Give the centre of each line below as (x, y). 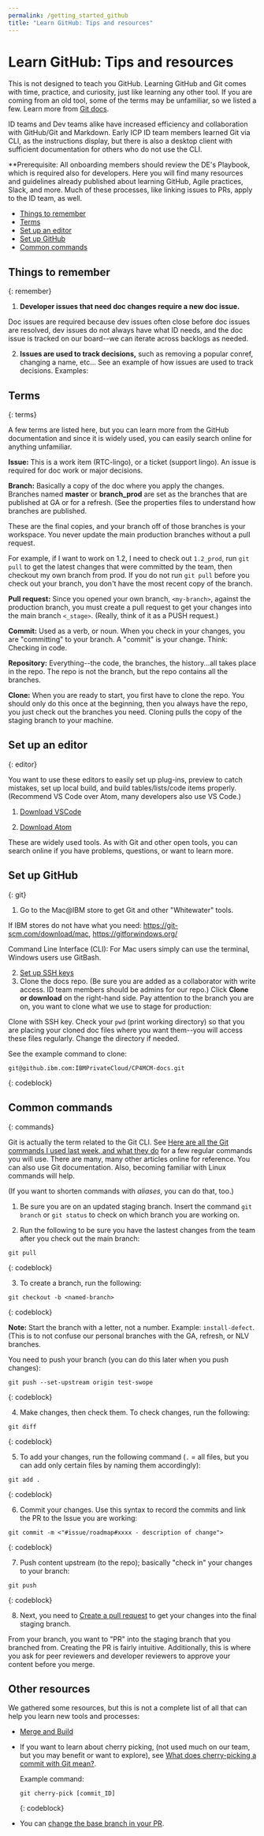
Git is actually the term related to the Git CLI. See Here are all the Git (119, 1142)
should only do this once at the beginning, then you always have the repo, (128, 703)
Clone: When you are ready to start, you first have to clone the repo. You (126, 696)
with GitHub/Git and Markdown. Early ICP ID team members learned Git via (129, 133)
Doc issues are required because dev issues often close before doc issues (129, 322)
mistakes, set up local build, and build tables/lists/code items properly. (123, 788)
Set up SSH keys (47, 972)
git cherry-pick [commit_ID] (67, 1794)
